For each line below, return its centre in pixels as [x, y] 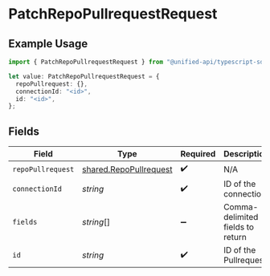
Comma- [241, 207]
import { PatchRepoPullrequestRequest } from [86, 62]
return [235, 237]
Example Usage [48, 44]
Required [198, 154]
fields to [239, 227]
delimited [241, 217]
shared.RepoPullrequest [127, 169]
